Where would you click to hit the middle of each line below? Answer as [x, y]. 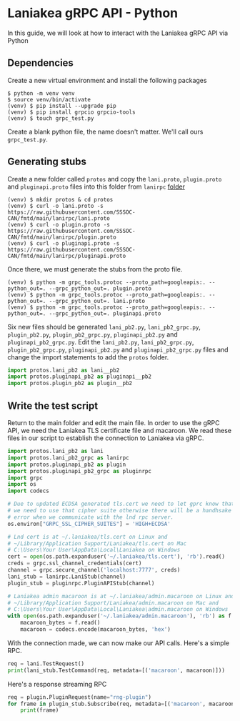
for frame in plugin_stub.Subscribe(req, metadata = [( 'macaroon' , [106, 704]
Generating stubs [47, 162]
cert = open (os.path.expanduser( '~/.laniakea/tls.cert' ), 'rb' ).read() [116, 557]
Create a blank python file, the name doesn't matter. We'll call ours [105, 131]
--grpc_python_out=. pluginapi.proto [105, 313]
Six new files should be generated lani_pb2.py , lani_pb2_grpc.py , [104, 327]
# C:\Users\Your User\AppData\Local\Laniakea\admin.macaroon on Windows [118, 610]
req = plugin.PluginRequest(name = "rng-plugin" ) [80, 697]
